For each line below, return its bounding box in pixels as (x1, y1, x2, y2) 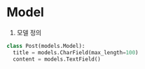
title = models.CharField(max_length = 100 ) (13, 49, 139, 56)
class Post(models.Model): (6, 42, 85, 49)
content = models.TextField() (13, 56, 101, 63)
